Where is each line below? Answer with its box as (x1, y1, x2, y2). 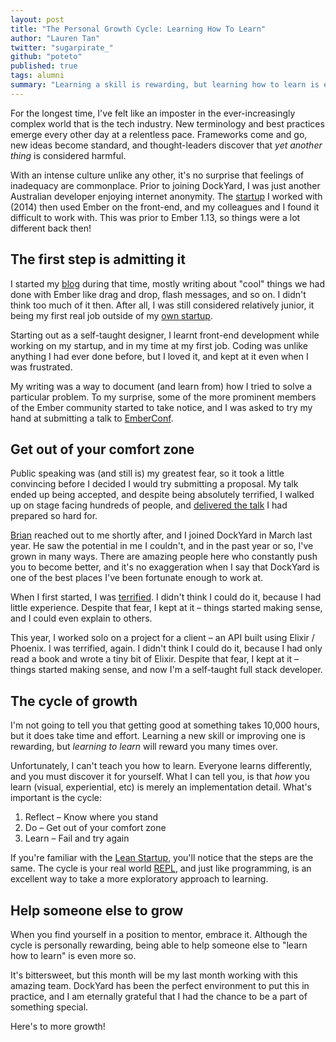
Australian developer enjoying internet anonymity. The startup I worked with (10, 190, 323, 202)
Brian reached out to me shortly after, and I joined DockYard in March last (10, 529, 313, 541)
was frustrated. (10, 361, 73, 373)
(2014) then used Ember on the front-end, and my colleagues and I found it (10, 201, 320, 213)
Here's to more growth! (10, 1021, 106, 1032)
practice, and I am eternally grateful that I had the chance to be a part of (10, 991, 308, 1002)
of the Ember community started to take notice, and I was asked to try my (10, 401, 313, 413)
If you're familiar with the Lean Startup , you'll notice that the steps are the (10, 852, 314, 864)
